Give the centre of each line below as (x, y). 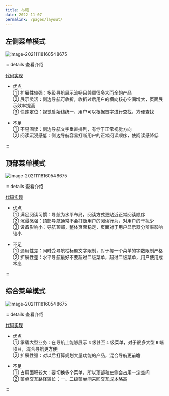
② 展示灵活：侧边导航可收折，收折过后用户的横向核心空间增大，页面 (86, 99)
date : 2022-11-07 (24, 15)
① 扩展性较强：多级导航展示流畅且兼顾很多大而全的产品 (72, 93)
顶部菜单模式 (25, 163)
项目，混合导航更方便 (35, 348)
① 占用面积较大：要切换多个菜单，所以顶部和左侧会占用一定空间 (81, 372)
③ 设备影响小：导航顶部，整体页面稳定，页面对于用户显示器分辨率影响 (88, 227)
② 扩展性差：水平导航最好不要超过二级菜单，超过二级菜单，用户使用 (86, 257)
